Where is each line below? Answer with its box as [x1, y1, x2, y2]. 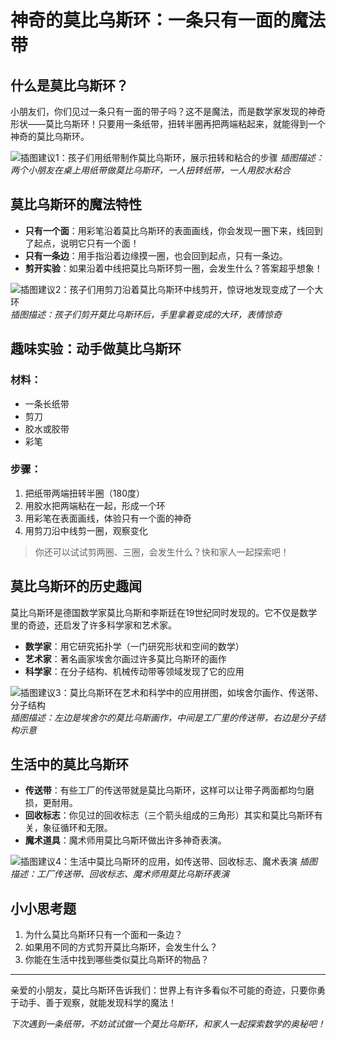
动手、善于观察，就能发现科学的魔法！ [18, 997, 177, 1009]
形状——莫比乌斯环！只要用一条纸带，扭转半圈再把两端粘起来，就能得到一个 [10, 118, 326, 130]
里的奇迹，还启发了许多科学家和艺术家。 [10, 619, 177, 631]
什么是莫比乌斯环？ [10, 77, 129, 94]
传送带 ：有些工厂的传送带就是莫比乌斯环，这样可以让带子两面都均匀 [24, 784, 306, 796]
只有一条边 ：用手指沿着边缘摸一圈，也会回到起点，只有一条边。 [24, 249, 288, 261]
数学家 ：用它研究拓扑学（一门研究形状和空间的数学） [24, 640, 245, 652]
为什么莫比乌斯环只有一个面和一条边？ [24, 929, 183, 941]
